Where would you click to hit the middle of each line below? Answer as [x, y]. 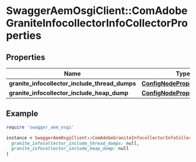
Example [22, 114]
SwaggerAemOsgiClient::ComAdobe [97, 11]
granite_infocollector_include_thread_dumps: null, [76, 143]
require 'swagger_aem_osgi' [40, 127]
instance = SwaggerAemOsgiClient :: [49, 138]
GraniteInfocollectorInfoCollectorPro [97, 23]
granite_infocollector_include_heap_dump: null [70, 149]
